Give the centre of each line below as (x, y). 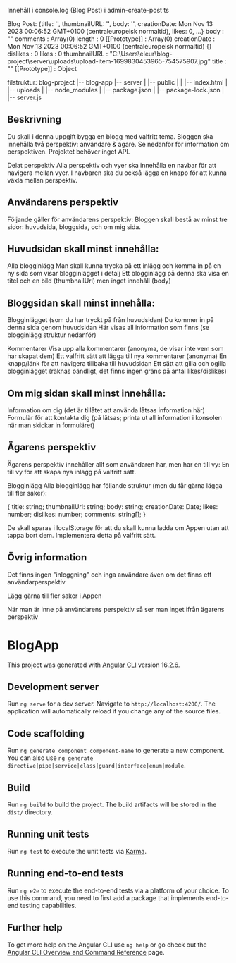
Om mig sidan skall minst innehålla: (87, 393)
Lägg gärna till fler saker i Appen (55, 596)
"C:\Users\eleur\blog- (141, 54)
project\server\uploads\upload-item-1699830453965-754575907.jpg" (109, 61)
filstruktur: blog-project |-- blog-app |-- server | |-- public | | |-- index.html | (117, 82)
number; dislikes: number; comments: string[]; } (77, 514)
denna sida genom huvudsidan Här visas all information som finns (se (108, 328)
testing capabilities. (48, 905)
